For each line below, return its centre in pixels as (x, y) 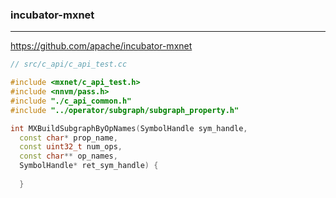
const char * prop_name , (68, 138)
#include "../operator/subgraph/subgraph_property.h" (125, 110)
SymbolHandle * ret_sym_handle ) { (89, 166)
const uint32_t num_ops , (71, 147)
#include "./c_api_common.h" (71, 101)
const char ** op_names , (68, 156)
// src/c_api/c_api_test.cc (69, 64)
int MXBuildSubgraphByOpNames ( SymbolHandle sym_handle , (129, 128)
